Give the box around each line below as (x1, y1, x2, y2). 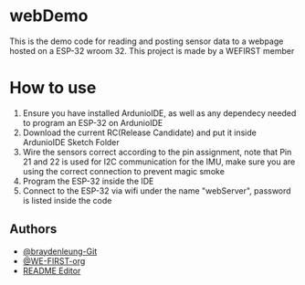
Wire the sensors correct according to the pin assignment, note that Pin (22, 146, 292, 157)
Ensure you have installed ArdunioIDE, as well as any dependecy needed (22, 107, 297, 119)
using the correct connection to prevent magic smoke (22, 165, 226, 176)
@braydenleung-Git (22, 246, 98, 257)
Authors (9, 221, 58, 237)
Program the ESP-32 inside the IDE (22, 175, 154, 186)
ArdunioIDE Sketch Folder (22, 136, 121, 147)
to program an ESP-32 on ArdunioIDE (22, 117, 163, 128)
